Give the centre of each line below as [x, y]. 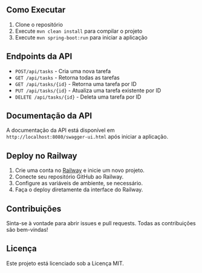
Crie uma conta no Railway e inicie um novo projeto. [80, 170]
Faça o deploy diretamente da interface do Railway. [79, 189]
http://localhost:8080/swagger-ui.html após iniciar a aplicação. [87, 137]
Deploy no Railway [42, 156]
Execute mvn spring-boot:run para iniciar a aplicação [81, 37]
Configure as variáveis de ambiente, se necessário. [79, 183]
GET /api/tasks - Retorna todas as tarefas [67, 77]
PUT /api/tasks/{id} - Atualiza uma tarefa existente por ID [88, 90]
